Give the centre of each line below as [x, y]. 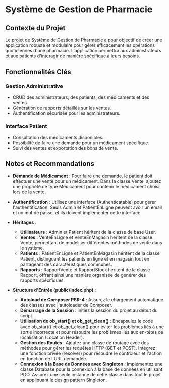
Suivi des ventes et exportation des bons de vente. [65, 148]
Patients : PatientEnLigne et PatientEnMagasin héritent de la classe [90, 253]
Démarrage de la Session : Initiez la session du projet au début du [89, 310]
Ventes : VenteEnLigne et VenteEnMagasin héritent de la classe [86, 237]
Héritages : [24, 222]
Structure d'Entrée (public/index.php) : [54, 290]
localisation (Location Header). [52, 337]
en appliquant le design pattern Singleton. [64, 380]
